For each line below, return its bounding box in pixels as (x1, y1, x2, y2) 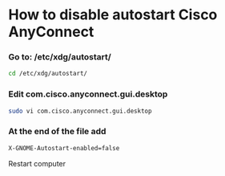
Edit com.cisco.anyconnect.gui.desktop (8, 88, 168, 100)
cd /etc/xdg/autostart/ (8, 70, 88, 78)
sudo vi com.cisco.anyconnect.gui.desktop (8, 107, 152, 115)
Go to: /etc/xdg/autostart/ (8, 51, 112, 63)
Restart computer (8, 158, 66, 168)
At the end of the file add (8, 126, 106, 137)
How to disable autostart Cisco (8, 6, 218, 24)
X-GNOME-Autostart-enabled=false (8, 144, 120, 152)
